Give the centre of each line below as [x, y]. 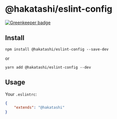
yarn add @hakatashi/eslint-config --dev [48, 67]
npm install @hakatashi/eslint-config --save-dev [57, 49]
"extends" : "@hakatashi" [39, 108]
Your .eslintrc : [21, 94]
